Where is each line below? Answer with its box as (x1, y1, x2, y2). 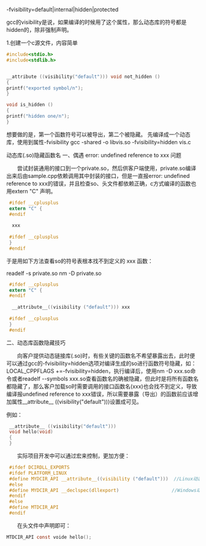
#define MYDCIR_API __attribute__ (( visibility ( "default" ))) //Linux (9, 475, 193, 482)
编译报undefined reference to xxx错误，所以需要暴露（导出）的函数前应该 (6, 390, 193, 398)
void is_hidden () (6, 102, 53, 108)
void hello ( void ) (9, 429, 53, 435)
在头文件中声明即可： (17, 521, 71, 529)
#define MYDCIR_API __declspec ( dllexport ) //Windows (9, 487, 197, 493)
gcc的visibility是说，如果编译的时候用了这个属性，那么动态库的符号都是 (6, 18, 187, 26)
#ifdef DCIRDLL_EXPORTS (9, 464, 70, 471)
